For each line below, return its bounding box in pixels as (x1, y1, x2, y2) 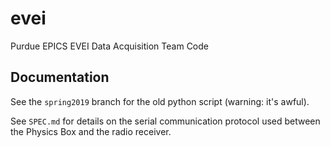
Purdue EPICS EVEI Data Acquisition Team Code (10, 40, 209, 52)
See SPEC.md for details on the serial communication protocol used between (10, 115, 321, 127)
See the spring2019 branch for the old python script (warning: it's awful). (10, 95, 310, 107)
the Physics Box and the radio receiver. (10, 125, 172, 137)
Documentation (10, 69, 110, 86)
